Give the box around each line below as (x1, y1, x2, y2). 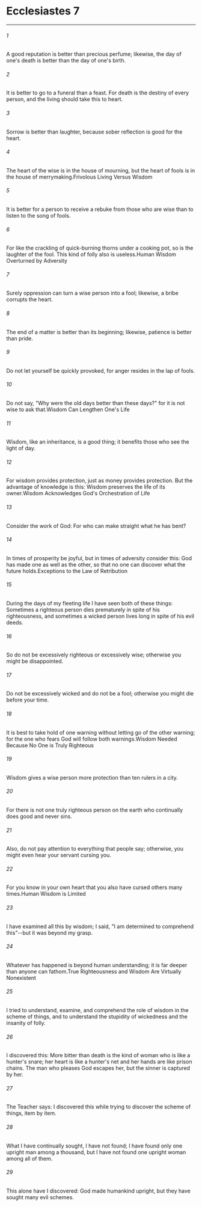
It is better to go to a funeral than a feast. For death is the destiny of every (6, 89, 189, 97)
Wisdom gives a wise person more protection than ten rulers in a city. (6, 774, 179, 781)
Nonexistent (6, 974, 36, 981)
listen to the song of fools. (6, 212, 71, 219)
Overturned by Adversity (6, 257, 68, 264)
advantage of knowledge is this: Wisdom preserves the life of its (6, 483, 165, 490)
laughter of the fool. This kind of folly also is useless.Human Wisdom (6, 251, 176, 258)
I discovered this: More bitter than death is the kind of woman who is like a (6, 1052, 191, 1059)
